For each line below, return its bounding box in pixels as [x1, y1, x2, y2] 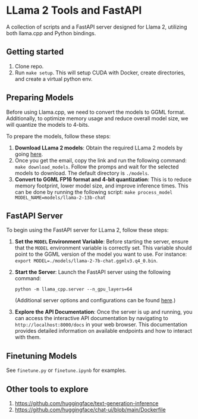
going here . [14, 150, 43, 158]
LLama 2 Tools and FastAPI [6, 4, 142, 17]
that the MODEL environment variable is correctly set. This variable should [14, 245, 192, 252]
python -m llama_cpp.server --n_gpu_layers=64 [14, 286, 133, 292]
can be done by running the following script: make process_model [14, 188, 173, 195]
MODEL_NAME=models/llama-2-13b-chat [14, 195, 106, 201]
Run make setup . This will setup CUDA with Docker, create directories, [14, 69, 186, 76]
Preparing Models [6, 93, 74, 103]
